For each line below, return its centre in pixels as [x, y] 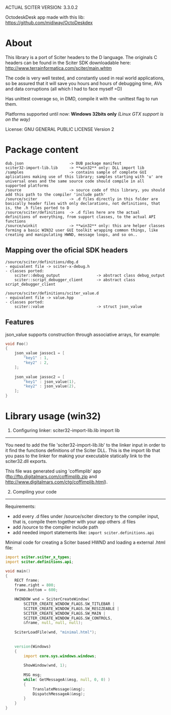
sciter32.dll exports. [26, 461]
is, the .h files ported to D [37, 208]
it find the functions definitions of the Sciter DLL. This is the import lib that [83, 450]
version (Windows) [33, 646]
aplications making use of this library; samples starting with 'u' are [84, 177]
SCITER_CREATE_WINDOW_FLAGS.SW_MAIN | [65, 613]
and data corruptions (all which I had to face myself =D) [64, 89]
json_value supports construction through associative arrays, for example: [83, 334]
